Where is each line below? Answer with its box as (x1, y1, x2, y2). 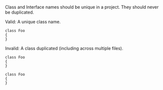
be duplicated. (5, 9, 34, 15)
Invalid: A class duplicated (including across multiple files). (5, 45, 123, 51)
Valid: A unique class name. (5, 19, 61, 24)
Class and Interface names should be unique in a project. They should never (5, 4, 159, 10)
